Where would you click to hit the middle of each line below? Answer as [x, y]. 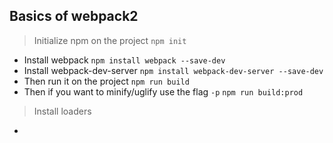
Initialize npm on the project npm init [110, 40]
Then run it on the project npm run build [106, 81]
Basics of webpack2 [74, 16]
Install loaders [62, 111]
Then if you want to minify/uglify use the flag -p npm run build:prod [163, 91]
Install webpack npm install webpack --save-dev [124, 60]
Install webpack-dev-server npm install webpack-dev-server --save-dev [173, 70]
